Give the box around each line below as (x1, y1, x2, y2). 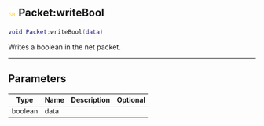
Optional (116, 95, 146, 104)
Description (71, 95, 111, 104)
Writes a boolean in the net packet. (8, 42, 122, 52)
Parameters (8, 72, 67, 85)
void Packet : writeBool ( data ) (8, 27, 104, 36)
